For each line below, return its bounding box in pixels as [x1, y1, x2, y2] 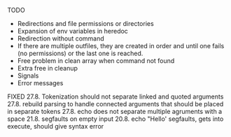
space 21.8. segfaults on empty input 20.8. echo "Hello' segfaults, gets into [7, 115, 224, 123]
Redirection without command [17, 34, 105, 43]
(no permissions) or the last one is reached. [17, 49, 143, 57]
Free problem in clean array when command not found [17, 57, 175, 65]
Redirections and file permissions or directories [17, 20, 154, 27]
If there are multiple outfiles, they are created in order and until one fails [17, 42, 225, 50]
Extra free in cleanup [17, 64, 78, 72]
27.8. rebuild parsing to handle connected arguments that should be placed [7, 100, 224, 108]
